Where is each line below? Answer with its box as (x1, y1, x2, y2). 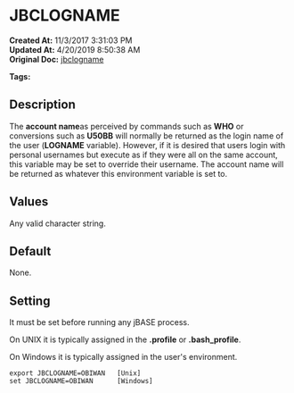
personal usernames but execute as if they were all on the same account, (9, 149, 278, 160)
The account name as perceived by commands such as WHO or (9, 121, 244, 131)
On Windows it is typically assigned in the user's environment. (9, 352, 238, 363)
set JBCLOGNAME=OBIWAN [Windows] (9, 377, 153, 386)
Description (9, 97, 76, 113)
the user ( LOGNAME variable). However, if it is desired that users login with (9, 139, 286, 150)
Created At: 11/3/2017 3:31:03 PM (9, 35, 133, 46)
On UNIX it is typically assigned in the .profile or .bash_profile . (9, 334, 241, 345)
